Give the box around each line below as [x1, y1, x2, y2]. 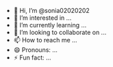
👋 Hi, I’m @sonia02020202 [13, 7, 90, 14]
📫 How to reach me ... [13, 36, 77, 44]
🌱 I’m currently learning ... [13, 21, 87, 29]
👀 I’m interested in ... [13, 14, 72, 22]
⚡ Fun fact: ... [13, 53, 51, 62]
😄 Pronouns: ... [13, 46, 58, 54]
